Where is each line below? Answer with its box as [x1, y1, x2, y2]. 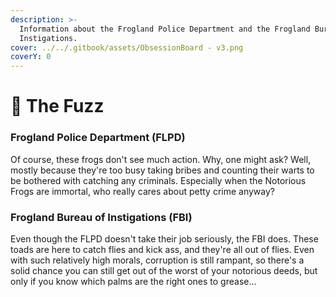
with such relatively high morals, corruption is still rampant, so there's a [10, 254, 305, 266]
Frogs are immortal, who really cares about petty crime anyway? [10, 185, 276, 197]
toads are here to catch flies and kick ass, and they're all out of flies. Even [10, 243, 315, 255]
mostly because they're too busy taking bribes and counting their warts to [10, 164, 315, 176]
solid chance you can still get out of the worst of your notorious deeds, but [10, 264, 318, 276]
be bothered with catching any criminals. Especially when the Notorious [10, 174, 307, 186]
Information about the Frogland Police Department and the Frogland [19, 24, 311, 34]
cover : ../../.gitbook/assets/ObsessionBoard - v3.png [10, 42, 244, 53]
